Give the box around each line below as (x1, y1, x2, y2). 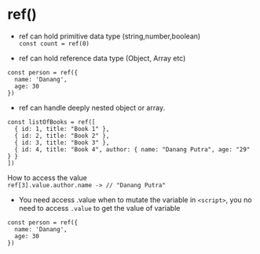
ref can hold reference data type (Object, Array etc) (18, 53, 186, 63)
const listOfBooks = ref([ (7, 118, 96, 126)
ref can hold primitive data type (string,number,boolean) (18, 31, 201, 41)
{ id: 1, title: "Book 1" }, (14, 125, 110, 132)
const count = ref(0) (18, 39, 90, 48)
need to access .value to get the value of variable (18, 203, 181, 212)
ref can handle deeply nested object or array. (18, 103, 166, 112)
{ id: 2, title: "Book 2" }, (14, 132, 110, 140)
